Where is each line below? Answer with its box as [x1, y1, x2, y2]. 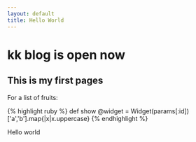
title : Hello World [7, 17, 64, 24]
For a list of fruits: [7, 93, 58, 101]
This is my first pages [7, 75, 104, 87]
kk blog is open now [7, 47, 126, 63]
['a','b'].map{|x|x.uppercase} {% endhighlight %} [7, 114, 148, 122]
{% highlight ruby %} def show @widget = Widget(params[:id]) [7, 106, 189, 115]
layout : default [7, 10, 55, 17]
